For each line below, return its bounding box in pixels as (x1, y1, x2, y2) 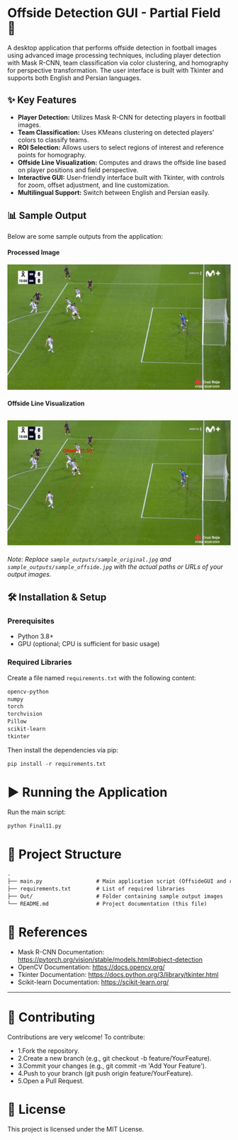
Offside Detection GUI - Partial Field (7, 5, 221, 21)
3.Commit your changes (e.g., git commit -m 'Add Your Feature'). (17, 1061, 207, 1070)
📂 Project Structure (7, 846, 122, 862)
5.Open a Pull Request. (17, 1076, 84, 1085)
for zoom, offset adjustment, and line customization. (17, 181, 170, 189)
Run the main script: (7, 808, 66, 816)
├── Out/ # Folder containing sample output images (7, 893, 223, 901)
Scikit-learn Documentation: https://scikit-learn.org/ (17, 978, 169, 986)
